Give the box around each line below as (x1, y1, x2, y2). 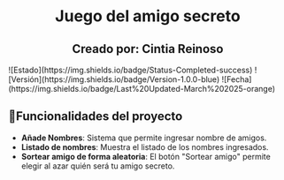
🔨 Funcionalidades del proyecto (8, 109, 183, 124)
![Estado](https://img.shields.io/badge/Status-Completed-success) (8, 64, 253, 75)
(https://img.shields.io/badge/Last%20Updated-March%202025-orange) (8, 84, 276, 94)
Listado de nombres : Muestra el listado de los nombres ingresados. (20, 141, 269, 152)
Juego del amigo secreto (55, 6, 241, 26)
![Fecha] (221, 74, 252, 85)
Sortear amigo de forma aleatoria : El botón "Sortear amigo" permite (20, 151, 271, 161)
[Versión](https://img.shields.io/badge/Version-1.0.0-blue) (8, 74, 220, 85)
